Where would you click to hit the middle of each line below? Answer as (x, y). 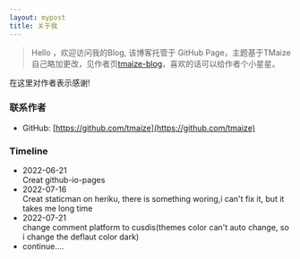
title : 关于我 (34, 26)
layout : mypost (38, 17)
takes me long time (57, 209)
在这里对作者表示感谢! (50, 82)
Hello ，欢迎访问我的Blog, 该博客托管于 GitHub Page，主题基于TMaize (161, 52)
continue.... (43, 246)
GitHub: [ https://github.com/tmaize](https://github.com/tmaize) (139, 128)
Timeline (29, 151)
